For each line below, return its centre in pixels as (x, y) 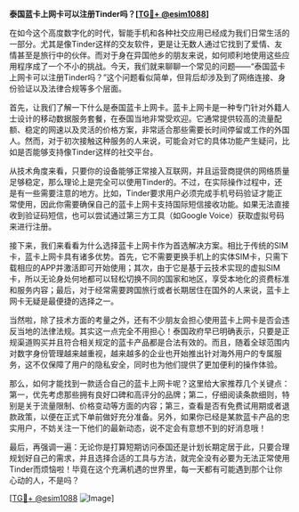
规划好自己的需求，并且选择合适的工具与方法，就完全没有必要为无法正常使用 (149, 458)
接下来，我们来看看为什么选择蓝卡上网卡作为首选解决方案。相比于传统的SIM (149, 245)
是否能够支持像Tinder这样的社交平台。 (87, 152)
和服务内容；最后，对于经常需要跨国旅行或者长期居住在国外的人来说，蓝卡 (145, 290)
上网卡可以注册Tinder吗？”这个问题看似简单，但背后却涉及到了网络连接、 (144, 77)
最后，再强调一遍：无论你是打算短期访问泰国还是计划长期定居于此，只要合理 (149, 447)
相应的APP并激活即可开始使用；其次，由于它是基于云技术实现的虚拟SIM (148, 268)
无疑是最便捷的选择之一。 (71, 301)
